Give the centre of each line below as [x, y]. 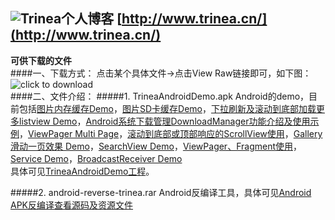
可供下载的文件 [41, 60]
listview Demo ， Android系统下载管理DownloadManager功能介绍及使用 [164, 121]
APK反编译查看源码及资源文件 [72, 205]
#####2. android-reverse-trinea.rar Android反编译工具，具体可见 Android [161, 192]
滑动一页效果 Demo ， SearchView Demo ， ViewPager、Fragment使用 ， [156, 146]
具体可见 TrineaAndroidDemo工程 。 [82, 171]
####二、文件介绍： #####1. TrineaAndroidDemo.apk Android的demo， [160, 96]
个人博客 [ [92, 19]
